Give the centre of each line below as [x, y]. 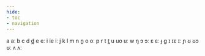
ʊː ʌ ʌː [14, 48]
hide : [13, 12]
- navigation [23, 23]
